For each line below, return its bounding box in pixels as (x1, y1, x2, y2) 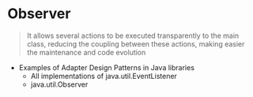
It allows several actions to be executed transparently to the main (26, 31, 240, 40)
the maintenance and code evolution (26, 47, 146, 57)
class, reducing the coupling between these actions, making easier (26, 39, 245, 48)
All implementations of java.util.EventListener (30, 71, 177, 80)
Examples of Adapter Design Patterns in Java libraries (18, 62, 195, 72)
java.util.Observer (30, 80, 89, 89)
